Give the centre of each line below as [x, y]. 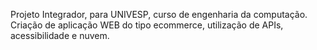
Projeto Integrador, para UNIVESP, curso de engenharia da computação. [159, 14]
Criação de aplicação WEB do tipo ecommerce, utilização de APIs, [147, 25]
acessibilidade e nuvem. [60, 35]
